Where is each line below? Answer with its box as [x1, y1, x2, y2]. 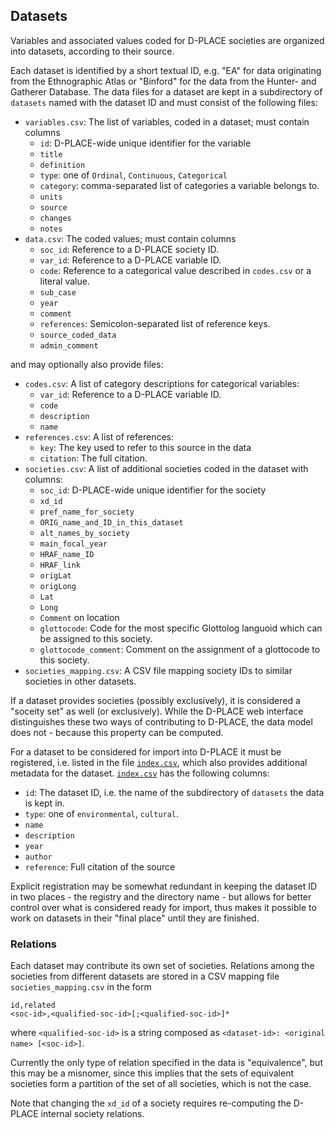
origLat [39, 570, 72, 581]
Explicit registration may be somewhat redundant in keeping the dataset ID [10, 880, 318, 892]
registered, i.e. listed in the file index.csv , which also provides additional [10, 756, 308, 768]
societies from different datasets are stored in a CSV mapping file [10, 970, 280, 983]
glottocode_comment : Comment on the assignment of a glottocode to [39, 643, 321, 655]
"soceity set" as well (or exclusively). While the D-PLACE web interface [10, 705, 304, 717]
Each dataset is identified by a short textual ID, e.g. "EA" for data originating [10, 64, 322, 76]
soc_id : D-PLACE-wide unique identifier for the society [39, 484, 267, 496]
